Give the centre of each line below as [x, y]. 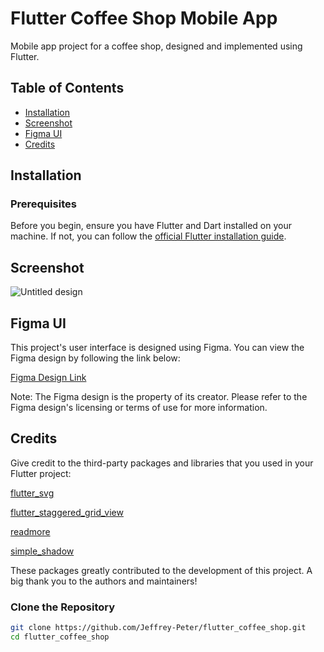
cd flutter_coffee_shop [60, 637]
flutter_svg [32, 493]
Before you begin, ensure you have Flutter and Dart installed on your [151, 226]
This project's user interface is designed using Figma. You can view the [157, 348]
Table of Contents [67, 88]
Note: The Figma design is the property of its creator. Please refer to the [159, 397]
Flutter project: [41, 473]
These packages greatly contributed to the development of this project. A [161, 570]
